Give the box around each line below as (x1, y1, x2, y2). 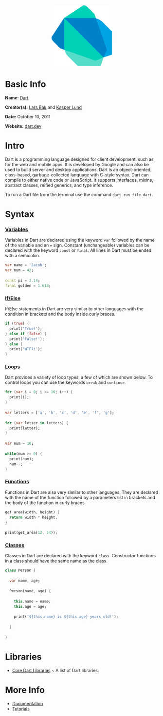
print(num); (9, 456, 34, 461)
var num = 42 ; (5, 268, 34, 273)
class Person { (5, 568, 36, 573)
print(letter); (9, 426, 40, 431)
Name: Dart (5, 94, 29, 100)
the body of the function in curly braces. (5, 500, 86, 506)
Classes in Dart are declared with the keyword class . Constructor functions (5, 553, 156, 559)
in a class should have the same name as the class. (5, 558, 108, 564)
